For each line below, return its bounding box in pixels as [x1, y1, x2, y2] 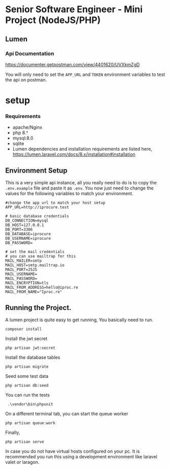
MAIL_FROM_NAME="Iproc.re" [5, 289, 62, 295]
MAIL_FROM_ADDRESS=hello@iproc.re [5, 285, 79, 290]
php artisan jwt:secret [5, 345, 56, 350]
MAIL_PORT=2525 [5, 267, 38, 272]
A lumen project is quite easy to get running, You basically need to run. [5, 317, 153, 323]
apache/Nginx [12, 124, 43, 130]
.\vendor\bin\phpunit [7, 401, 53, 407]
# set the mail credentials [5, 250, 65, 255]
